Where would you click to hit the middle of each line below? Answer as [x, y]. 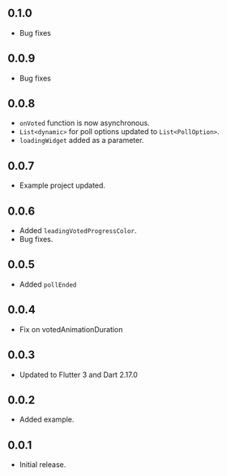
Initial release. [43, 465]
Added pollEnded [48, 284]
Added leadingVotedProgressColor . [78, 231]
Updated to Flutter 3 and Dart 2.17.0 [79, 374]
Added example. [47, 420]
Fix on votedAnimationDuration [71, 329]
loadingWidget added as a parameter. [81, 141]
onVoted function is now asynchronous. [85, 123]
